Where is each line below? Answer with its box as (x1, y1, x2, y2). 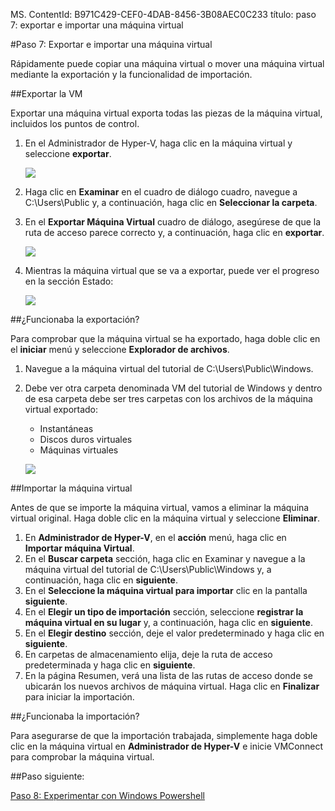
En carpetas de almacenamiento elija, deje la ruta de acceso (24, 649, 273, 660)
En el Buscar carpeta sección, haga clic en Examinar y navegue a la (24, 553, 306, 564)
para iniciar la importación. (24, 691, 135, 703)
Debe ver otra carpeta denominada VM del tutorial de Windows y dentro (24, 382, 323, 394)
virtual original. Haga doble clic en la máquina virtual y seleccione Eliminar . (10, 512, 320, 524)
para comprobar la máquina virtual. (10, 751, 155, 763)
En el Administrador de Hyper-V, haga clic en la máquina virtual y (24, 137, 293, 149)
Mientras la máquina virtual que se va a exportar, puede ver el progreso (24, 265, 320, 276)
